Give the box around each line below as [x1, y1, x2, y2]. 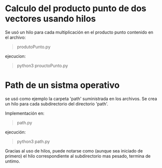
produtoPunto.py [16, 44, 51, 50]
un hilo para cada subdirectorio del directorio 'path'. [5, 101, 109, 107]
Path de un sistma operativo [5, 80, 120, 91]
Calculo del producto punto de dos [5, 3, 147, 14]
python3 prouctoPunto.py [16, 63, 68, 68]
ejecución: [5, 129, 26, 135]
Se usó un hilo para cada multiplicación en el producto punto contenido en [5, 29, 154, 35]
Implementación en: [5, 110, 44, 116]
